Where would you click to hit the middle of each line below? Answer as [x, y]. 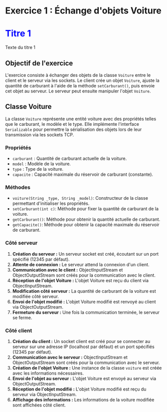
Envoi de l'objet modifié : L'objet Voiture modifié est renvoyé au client [84, 302]
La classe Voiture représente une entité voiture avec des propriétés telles [81, 119]
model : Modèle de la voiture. [42, 164]
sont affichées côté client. [39, 405]
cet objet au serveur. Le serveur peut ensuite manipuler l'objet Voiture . [78, 91]
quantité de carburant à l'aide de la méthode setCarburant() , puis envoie [80, 85]
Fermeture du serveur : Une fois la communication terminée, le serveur [86, 312]
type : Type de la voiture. [38, 169]
